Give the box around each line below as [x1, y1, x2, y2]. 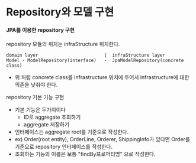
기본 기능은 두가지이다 [14, 106, 66, 113]
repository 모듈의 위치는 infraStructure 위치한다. [6, 41, 120, 48]
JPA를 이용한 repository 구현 [6, 26, 75, 33]
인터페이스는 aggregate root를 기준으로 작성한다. [14, 128, 129, 136]
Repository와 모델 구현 [6, 5, 114, 19]
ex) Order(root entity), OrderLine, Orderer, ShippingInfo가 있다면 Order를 [14, 136, 191, 143]
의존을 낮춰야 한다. [14, 81, 58, 89]
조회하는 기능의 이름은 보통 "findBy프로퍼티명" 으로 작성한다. [14, 151, 156, 158]
